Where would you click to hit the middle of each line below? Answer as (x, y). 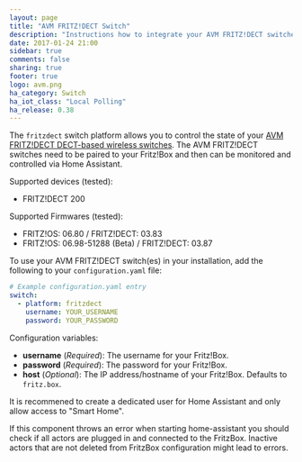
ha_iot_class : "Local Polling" (68, 101)
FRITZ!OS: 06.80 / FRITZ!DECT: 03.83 (92, 234)
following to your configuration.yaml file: (85, 270)
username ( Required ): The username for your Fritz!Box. (125, 355)
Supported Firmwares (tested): (67, 216)
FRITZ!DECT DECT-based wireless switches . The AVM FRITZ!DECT (134, 145)
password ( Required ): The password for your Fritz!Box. (124, 365)
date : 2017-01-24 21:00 (54, 43)
